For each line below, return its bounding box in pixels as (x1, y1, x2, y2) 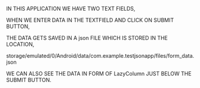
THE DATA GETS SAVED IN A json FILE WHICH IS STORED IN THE (6, 34, 168, 41)
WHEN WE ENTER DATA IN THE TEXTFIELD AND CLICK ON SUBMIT (6, 17, 174, 23)
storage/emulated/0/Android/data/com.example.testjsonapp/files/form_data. (6, 52, 195, 59)
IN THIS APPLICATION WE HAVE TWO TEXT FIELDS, (6, 5, 136, 12)
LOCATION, (6, 41, 35, 48)
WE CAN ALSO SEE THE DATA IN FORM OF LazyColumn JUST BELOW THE (6, 70, 192, 77)
